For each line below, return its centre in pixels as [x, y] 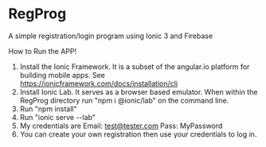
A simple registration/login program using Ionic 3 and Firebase [111, 36]
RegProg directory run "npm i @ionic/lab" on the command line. [124, 100]
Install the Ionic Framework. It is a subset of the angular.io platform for [135, 66]
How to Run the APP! [43, 51]
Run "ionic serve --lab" [57, 117]
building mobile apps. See [62, 75]
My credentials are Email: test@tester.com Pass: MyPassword [121, 126]
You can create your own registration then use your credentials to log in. [138, 134]
